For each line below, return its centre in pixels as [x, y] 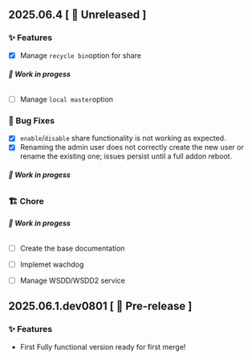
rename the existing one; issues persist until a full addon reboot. [126, 156]
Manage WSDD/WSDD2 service [73, 280]
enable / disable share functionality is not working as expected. [123, 139]
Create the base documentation [72, 248]
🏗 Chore [26, 201]
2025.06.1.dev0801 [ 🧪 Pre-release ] [100, 306]
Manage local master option [67, 99]
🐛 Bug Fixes [31, 120]
